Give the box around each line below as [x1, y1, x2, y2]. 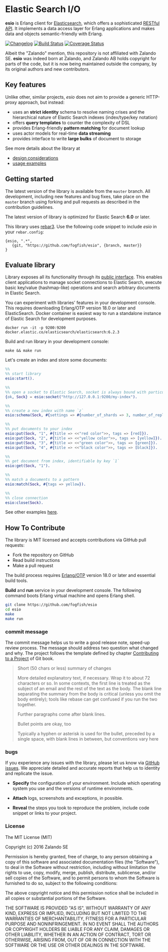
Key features [5, 81, 46, 89]
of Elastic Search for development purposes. [5, 315, 97, 322]
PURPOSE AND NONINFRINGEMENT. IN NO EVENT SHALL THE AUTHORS [5, 920, 159, 927]
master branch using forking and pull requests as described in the [5, 199, 140, 205]
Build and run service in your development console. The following [5, 587, 141, 593]
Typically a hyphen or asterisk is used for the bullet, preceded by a [17, 730, 155, 737]
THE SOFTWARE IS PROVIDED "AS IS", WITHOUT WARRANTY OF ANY [5, 905, 151, 911]
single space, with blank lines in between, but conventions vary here [17, 736, 159, 742]
